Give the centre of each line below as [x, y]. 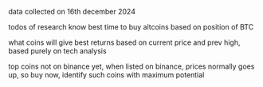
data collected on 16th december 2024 [72, 12]
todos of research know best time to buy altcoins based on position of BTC [131, 27]
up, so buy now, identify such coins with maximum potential [106, 75]
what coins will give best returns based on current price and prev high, [124, 42]
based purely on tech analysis [57, 51]
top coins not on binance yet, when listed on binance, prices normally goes [131, 66]
